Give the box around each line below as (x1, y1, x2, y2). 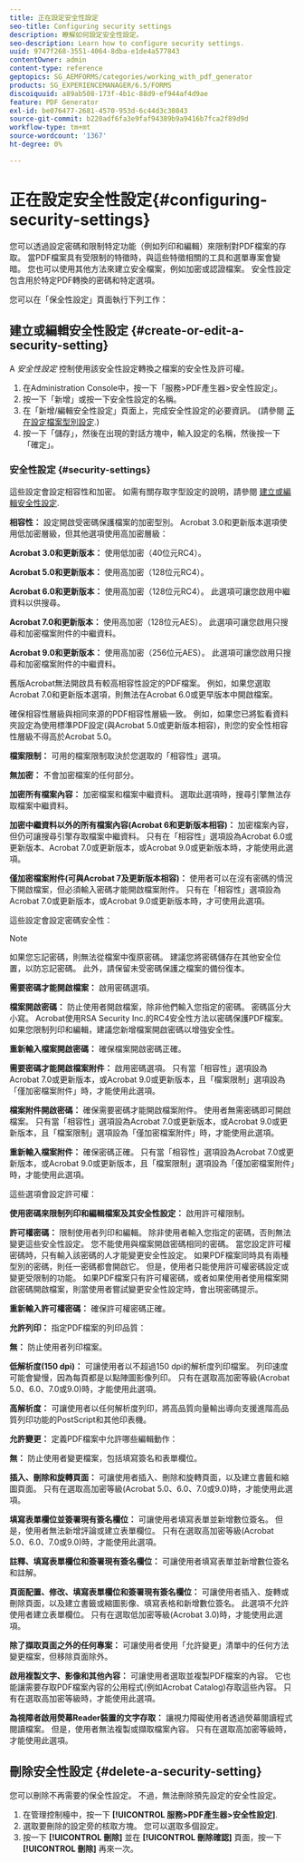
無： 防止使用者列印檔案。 (9, 1341, 107, 1352)
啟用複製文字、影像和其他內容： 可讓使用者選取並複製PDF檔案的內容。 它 (9, 1670, 283, 1681)
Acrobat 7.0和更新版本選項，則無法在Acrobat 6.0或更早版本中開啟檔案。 (9, 688, 278, 699)
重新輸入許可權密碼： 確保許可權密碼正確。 (9, 1302, 170, 1313)
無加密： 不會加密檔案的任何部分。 (9, 769, 138, 780)
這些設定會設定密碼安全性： (9, 914, 113, 925)
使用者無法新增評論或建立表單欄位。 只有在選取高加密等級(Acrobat (24, 1525, 274, 1535)
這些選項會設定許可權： (9, 1188, 97, 1199)
